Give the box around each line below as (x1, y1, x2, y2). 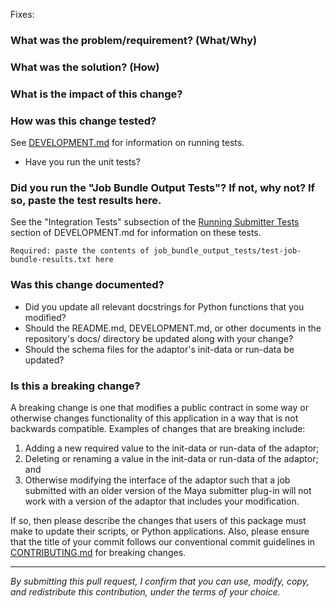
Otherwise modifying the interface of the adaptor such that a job (24, 474, 291, 486)
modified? (24, 311, 67, 323)
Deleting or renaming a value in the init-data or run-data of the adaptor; (24, 452, 319, 464)
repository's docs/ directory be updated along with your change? (24, 332, 294, 344)
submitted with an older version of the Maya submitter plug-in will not (24, 484, 312, 496)
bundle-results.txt (10, 255, 92, 265)
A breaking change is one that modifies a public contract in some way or (10, 401, 309, 413)
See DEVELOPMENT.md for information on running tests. (10, 137, 245, 149)
